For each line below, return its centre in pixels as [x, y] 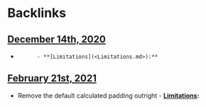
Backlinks [37, 13]
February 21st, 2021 [52, 78]
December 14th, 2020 [57, 39]
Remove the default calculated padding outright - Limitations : [108, 95]
